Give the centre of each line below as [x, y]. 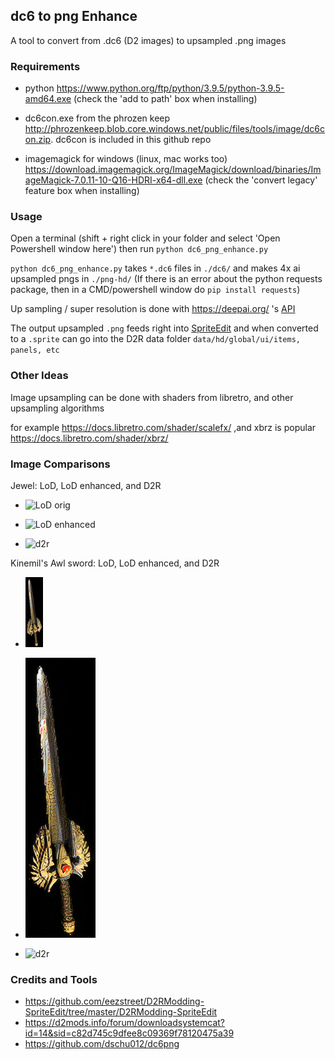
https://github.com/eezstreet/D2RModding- [114, 1001]
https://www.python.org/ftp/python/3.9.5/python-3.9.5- [170, 88]
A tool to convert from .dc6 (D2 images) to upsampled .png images [148, 40]
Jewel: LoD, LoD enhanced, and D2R [86, 485]
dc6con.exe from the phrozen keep [97, 118]
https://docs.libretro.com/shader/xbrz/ [89, 438]
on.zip [38, 140]
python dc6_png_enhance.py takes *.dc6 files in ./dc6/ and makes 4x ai [155, 268]
